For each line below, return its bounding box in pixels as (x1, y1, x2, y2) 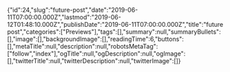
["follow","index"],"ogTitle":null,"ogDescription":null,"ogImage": (7, 49, 186, 58)
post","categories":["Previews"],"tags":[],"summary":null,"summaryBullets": (7, 27, 222, 36)
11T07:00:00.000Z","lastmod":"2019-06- (7, 13, 122, 21)
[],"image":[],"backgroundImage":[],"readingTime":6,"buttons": (7, 35, 185, 43)
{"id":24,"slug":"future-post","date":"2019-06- (7, 6, 138, 14)
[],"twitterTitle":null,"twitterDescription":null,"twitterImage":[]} (7, 57, 181, 64)
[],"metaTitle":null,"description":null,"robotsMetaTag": (7, 43, 158, 50)
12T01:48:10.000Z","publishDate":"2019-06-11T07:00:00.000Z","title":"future (7, 21, 224, 28)
